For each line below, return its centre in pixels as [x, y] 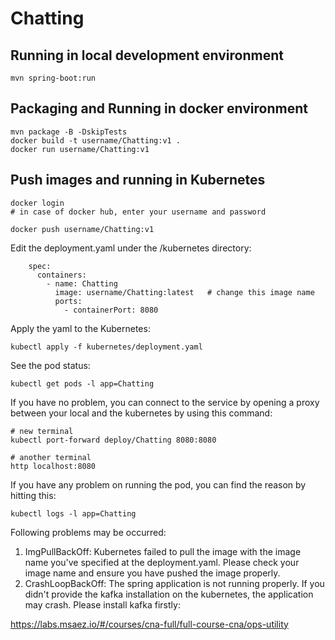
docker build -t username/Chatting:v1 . [96, 140]
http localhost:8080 [53, 466]
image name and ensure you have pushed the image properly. [152, 573]
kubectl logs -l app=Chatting [73, 513]
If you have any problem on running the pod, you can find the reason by [158, 484]
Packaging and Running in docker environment [159, 108]
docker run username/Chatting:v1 [80, 149]
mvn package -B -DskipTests [69, 132]
